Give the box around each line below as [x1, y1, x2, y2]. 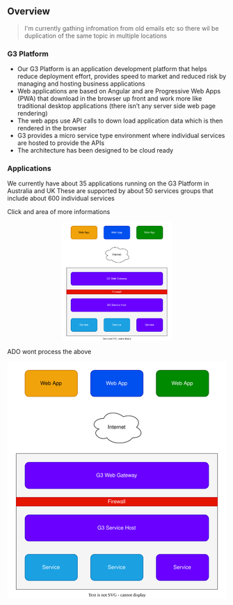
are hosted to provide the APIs [17, 139, 105, 147]
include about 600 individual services [7, 194, 115, 203]
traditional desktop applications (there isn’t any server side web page [17, 102, 216, 110]
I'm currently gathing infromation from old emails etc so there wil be [24, 24, 219, 32]
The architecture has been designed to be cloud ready [17, 146, 174, 155]
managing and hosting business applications [17, 79, 145, 88]
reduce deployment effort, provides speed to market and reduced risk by [17, 72, 227, 81]
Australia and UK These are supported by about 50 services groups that [7, 187, 214, 195]
